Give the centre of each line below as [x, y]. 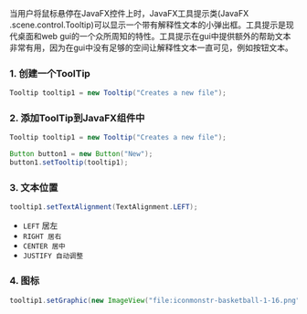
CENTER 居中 [44, 246]
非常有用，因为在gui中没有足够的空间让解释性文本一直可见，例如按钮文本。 [152, 47]
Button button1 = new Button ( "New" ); [81, 154]
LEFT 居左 [40, 225]
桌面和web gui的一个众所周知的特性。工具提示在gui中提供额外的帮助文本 [154, 36]
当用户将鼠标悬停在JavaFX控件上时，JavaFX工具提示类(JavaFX [129, 13]
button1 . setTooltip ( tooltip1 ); [69, 162]
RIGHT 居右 [42, 237]
